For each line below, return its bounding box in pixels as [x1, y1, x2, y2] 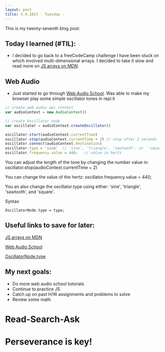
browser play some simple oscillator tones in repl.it [12, 96, 115, 101]
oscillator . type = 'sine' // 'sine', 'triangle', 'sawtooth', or [5, 146, 144, 151]
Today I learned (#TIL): [5, 39, 76, 48]
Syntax [5, 198, 20, 204]
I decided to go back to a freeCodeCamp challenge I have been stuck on [12, 53, 160, 59]
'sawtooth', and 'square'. [5, 189, 55, 194]
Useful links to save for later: [5, 221, 95, 229]
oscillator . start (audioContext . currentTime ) [5, 132, 98, 137]
